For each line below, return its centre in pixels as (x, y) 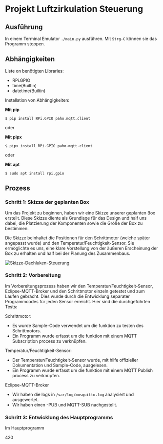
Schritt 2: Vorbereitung (33, 275)
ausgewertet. (25, 399)
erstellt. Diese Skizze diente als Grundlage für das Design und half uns (76, 218)
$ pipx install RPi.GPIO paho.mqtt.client (49, 146)
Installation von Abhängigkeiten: (37, 100)
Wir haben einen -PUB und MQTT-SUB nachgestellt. (65, 405)
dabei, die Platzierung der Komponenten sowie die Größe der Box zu (74, 223)
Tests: (11, 307)
